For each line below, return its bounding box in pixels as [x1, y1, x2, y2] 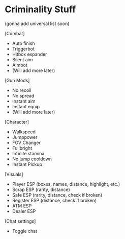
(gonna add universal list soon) [5, 20, 70, 27]
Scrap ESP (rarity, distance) [12, 186, 71, 193]
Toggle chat [12, 228, 38, 234]
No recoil [12, 87, 32, 93]
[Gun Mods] [5, 77, 30, 83]
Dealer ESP [12, 208, 36, 214]
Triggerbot [12, 45, 35, 52]
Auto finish [12, 40, 35, 46]
